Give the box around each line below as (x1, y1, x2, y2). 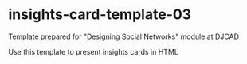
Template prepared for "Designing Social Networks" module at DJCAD (8, 32, 240, 41)
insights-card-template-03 (8, 6, 192, 24)
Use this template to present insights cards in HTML (8, 47, 179, 56)
